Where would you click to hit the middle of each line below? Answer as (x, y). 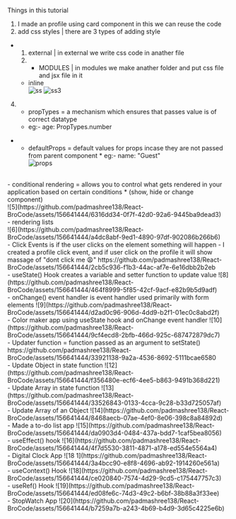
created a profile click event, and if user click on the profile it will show (110, 252)
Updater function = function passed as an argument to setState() (106, 342)
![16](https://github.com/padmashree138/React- (131, 440)
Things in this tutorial (38, 10)
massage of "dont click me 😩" (52, 259)
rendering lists (33, 222)
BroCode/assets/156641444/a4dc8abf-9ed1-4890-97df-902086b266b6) (114, 237)
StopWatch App (35, 501)
